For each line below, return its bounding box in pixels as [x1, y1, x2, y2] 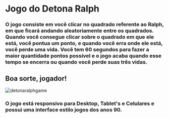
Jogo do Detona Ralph [5, 3, 100, 15]
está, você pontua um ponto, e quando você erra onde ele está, [5, 40, 163, 47]
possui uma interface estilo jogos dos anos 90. [5, 106, 123, 113]
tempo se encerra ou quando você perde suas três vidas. [5, 59, 148, 66]
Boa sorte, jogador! [5, 74, 67, 83]
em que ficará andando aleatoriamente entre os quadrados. [5, 27, 154, 34]
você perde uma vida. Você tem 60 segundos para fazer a [5, 46, 150, 53]
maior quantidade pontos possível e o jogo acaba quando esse [5, 52, 161, 59]
